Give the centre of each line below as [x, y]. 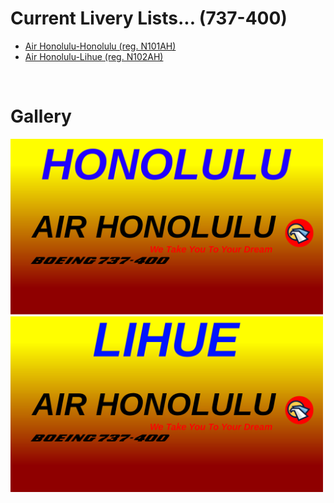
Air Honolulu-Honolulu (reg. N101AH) [100, 46]
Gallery [41, 116]
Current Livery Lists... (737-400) [149, 18]
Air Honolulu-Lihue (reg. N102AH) [94, 56]
